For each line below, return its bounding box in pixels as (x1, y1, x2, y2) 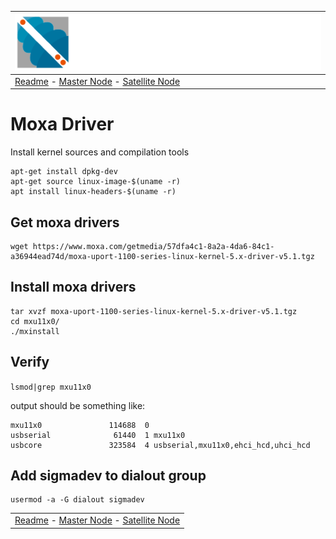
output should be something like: (10, 399, 146, 411)
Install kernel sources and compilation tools (10, 146, 190, 158)
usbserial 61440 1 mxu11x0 (10, 430, 186, 440)
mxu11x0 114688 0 (10, 420, 150, 430)
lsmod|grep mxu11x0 (10, 382, 92, 392)
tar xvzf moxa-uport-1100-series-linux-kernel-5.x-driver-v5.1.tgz (10, 306, 298, 316)
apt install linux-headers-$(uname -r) (10, 187, 177, 197)
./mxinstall (10, 326, 60, 336)
